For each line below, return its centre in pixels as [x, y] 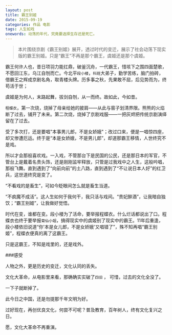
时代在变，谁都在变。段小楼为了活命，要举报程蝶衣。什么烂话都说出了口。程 [86, 214]
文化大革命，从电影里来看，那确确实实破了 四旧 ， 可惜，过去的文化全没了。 [84, 277]
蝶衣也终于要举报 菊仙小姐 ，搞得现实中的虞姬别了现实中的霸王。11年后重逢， [84, 220]
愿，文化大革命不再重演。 [32, 327]
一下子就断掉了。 [23, 288]
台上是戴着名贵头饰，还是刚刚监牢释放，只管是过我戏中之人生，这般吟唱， [88, 162]
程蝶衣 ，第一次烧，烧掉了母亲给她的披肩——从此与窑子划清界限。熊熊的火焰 [85, 108]
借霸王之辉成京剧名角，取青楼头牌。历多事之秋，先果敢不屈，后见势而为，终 [86, 80]
